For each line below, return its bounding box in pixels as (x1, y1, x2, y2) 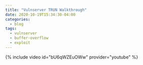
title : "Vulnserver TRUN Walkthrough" (5, 7, 87, 13)
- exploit (10, 40, 30, 45)
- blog (10, 21, 24, 27)
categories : (5, 17, 30, 22)
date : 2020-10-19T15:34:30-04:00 (5, 12, 76, 17)
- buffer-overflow (10, 36, 49, 41)
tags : (5, 26, 17, 31)
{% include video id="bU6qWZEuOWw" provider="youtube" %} (5, 54, 138, 60)
